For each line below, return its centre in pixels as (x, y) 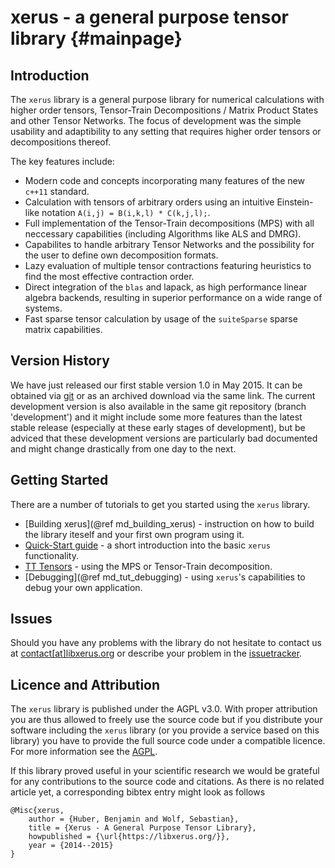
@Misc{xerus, (37, 811)
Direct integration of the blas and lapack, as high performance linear (166, 287)
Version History (60, 361)
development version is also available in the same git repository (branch (158, 406)
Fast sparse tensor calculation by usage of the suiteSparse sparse (161, 319)
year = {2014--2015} (71, 846)
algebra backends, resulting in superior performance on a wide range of (173, 297)
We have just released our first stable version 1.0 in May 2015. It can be (156, 385)
